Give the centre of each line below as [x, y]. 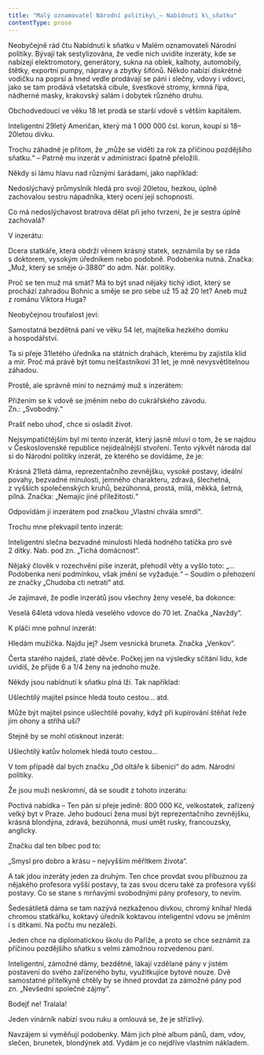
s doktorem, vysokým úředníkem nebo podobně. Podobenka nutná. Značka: [131, 259]
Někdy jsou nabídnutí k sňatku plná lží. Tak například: [94, 682]
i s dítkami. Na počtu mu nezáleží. [63, 925]
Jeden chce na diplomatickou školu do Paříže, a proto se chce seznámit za [129, 939]
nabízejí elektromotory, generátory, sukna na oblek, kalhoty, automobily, [125, 62]
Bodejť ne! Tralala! [38, 1004]
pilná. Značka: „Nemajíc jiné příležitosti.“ [73, 496]
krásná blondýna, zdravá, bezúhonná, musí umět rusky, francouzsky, [120, 822]
